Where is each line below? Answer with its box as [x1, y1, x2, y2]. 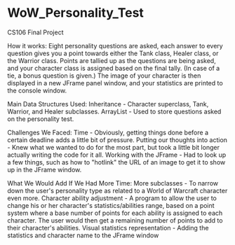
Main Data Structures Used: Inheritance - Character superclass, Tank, [7, 99, 209, 108]
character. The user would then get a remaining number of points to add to [7, 216, 223, 225]
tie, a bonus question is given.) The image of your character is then [7, 71, 201, 80]
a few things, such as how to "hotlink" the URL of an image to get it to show [7, 157, 226, 166]
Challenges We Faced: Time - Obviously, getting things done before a [7, 128, 209, 136]
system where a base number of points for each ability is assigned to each [7, 209, 223, 217]
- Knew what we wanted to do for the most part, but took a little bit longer [7, 143, 220, 151]
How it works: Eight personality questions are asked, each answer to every [7, 41, 223, 50]
